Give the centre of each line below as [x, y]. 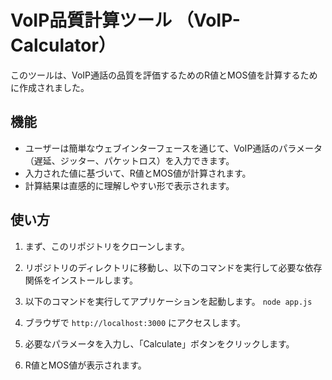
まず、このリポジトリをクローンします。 [107, 246]
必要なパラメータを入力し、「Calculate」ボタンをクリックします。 [159, 343]
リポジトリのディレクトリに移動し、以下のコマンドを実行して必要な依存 [173, 267]
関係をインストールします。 [81, 280]
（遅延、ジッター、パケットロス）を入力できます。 [129, 160]
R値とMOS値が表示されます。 [85, 365]
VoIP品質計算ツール [91, 20]
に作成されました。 [50, 87]
